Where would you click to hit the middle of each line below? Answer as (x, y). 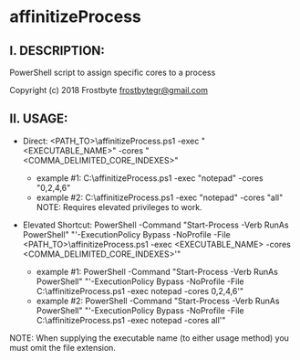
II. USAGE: (39, 119)
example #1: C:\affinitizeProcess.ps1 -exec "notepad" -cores (150, 178)
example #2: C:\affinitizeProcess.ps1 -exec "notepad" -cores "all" (160, 197)
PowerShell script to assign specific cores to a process (113, 72)
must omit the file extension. (63, 347)
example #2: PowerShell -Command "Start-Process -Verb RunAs (158, 301)
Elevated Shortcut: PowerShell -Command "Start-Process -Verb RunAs (155, 225)
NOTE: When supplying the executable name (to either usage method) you (150, 338)
